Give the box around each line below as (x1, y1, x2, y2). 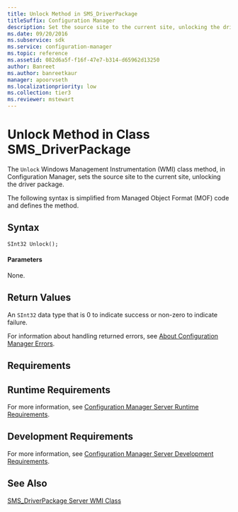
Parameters (7, 256, 42, 264)
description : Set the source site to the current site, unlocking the (7, 23, 220, 30)
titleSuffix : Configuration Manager (7, 17, 115, 24)
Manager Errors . (7, 339, 55, 348)
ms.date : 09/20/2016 (7, 30, 69, 38)
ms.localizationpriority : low (7, 83, 97, 90)
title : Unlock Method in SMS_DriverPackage (7, 10, 138, 18)
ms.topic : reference (7, 50, 69, 57)
